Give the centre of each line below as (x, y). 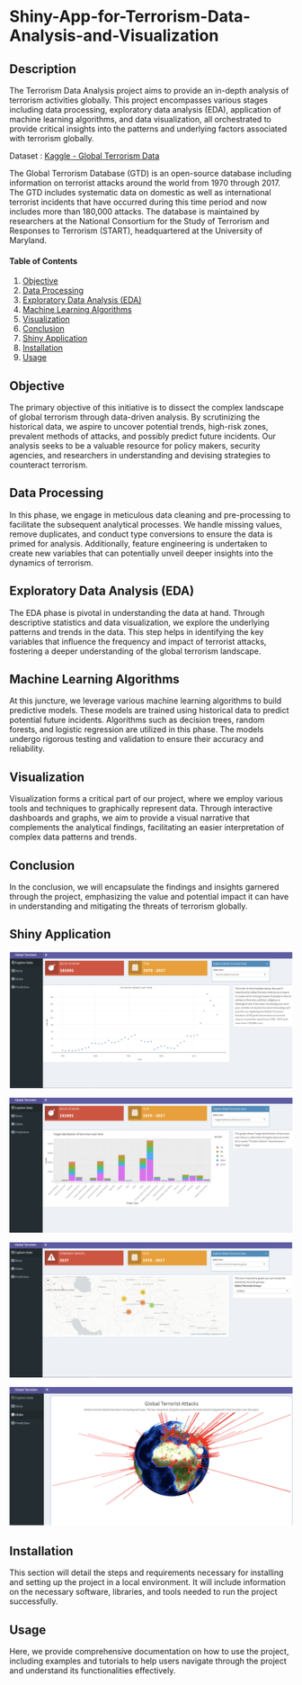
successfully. (34, 1601)
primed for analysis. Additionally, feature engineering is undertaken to (138, 543)
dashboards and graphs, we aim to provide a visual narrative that (129, 818)
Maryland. (28, 240)
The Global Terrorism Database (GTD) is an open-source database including (151, 173)
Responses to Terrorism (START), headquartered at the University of (136, 231)
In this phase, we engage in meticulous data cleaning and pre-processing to (150, 514)
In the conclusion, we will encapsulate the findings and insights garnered (144, 887)
